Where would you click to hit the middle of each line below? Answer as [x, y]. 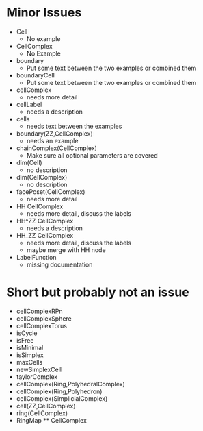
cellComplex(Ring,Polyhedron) [59, 391]
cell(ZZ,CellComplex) [46, 406]
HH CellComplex [40, 206]
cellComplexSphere [44, 318]
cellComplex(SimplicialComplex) [62, 398]
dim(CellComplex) [42, 177]
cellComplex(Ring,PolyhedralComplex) [71, 384]
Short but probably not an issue [98, 292]
